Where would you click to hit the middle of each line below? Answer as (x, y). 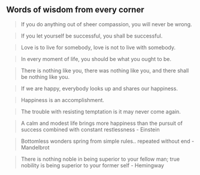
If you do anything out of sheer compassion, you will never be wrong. (107, 24)
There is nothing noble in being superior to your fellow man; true (100, 159)
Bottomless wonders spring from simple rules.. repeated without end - (107, 141)
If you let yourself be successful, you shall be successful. (92, 36)
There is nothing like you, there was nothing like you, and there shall (105, 70)
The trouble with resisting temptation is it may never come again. (101, 111)
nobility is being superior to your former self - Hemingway (93, 165)
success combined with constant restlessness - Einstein (90, 129)
